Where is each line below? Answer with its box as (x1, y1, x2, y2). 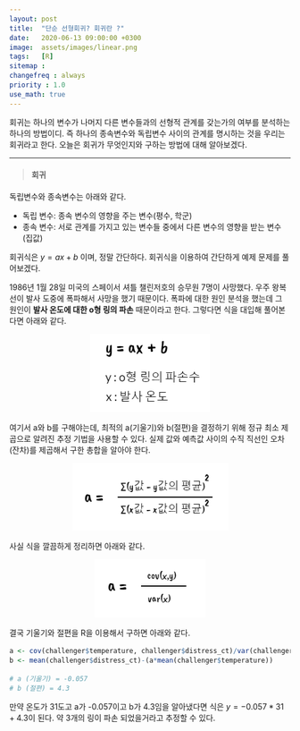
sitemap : (9, 62, 46, 71)
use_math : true (9, 89, 66, 98)
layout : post (9, 14, 58, 23)
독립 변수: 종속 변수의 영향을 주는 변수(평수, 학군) (21, 210, 193, 221)
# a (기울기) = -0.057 (9, 675, 88, 684)
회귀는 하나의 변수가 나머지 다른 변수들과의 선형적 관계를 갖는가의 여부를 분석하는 (9, 116, 291, 127)
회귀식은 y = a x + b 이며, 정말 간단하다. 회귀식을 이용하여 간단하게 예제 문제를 (9, 251, 280, 262)
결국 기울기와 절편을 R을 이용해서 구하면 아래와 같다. (9, 627, 190, 638)
